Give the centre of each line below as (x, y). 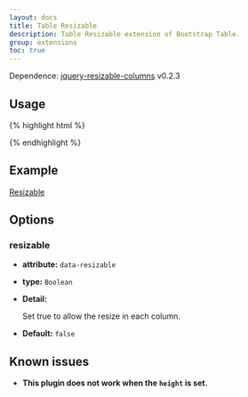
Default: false (48, 334)
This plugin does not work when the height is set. (115, 383)
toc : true (28, 51)
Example (34, 170)
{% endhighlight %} (45, 142)
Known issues (49, 361)
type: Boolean (47, 282)
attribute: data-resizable (69, 264)
